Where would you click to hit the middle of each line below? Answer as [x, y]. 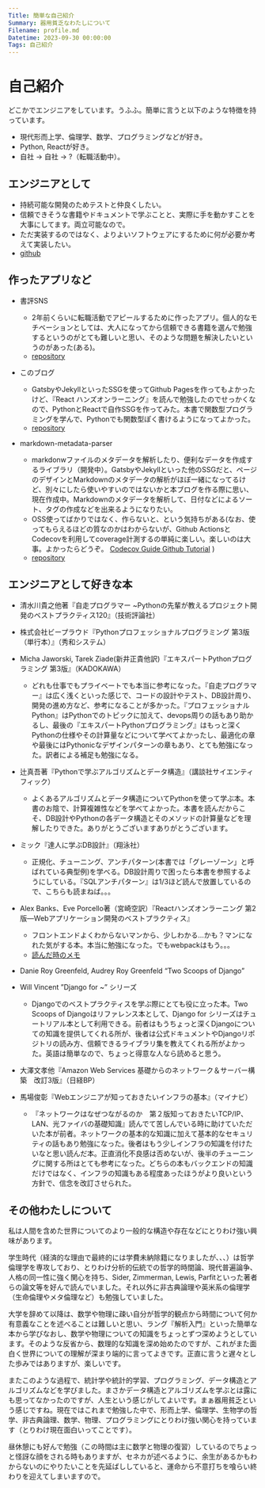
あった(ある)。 [76, 347]
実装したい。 [55, 244]
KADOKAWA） [102, 668]
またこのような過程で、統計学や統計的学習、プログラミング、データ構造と [129, 1380]
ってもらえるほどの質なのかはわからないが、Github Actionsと [131, 528]
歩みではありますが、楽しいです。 [70, 1364]
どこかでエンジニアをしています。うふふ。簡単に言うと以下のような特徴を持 [132, 110]
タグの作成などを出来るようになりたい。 [112, 509]
